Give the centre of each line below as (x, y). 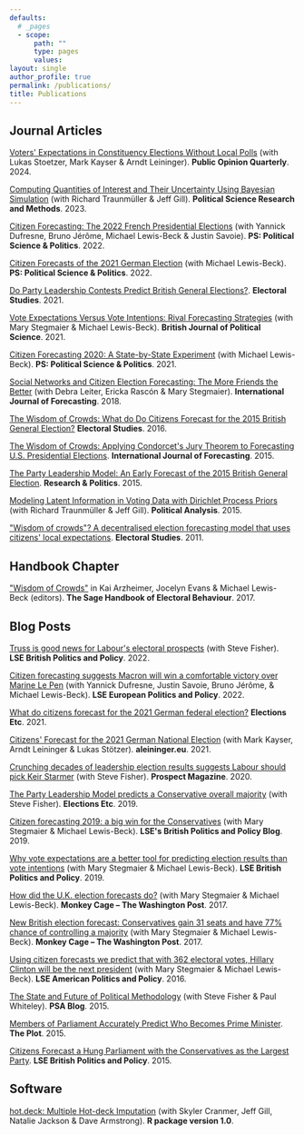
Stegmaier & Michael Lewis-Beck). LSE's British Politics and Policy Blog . (146, 831)
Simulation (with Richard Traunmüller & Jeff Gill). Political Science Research (152, 199)
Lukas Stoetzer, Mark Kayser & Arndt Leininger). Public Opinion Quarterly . (149, 162)
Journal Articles (56, 130)
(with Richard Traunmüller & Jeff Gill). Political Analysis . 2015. (126, 511)
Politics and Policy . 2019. (57, 877)
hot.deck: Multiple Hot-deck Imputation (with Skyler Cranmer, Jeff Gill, (141, 1110)
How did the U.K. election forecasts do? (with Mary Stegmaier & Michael (144, 895)
